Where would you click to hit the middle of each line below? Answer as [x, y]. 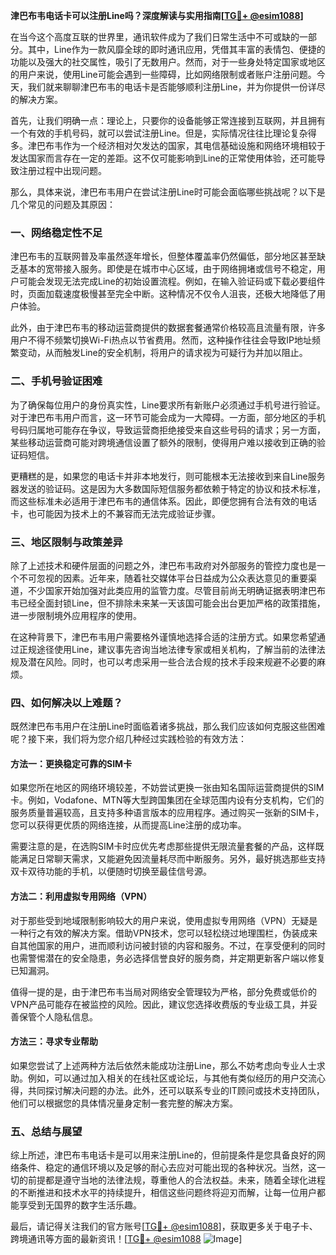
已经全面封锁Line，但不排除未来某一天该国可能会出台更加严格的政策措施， [172, 603]
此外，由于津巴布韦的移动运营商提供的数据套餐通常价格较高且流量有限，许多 [168, 328]
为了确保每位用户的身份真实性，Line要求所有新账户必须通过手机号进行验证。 [168, 405]
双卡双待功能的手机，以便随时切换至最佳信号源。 [111, 871]
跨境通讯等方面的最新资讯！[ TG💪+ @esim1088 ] [126, 1239]
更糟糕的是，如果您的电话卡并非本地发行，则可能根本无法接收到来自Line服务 [168, 476]
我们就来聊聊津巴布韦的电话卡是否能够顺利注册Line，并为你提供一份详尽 [176, 87]
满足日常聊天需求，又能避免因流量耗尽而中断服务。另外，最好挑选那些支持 [172, 859]
